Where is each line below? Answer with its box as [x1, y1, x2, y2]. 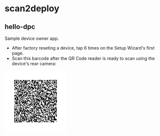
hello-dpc [4, 23, 36, 31]
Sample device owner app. [4, 35, 59, 41]
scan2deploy [4, 3, 60, 14]
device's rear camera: [11, 61, 56, 66]
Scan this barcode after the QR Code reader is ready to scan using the [11, 55, 155, 61]
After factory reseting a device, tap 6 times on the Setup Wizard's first [11, 45, 155, 51]
